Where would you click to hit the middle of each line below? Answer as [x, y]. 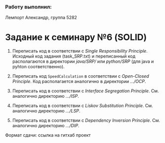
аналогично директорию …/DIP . [46, 126]
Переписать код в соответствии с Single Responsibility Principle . [80, 51]
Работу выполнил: [28, 7]
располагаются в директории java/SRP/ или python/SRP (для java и [83, 61]
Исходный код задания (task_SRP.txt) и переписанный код [74, 56]
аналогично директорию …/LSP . [46, 111]
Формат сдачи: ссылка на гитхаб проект [48, 135]
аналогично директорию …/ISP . [45, 96]
